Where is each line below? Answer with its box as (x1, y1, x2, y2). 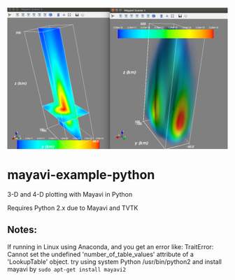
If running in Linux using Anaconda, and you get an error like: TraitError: (7, 242, 214, 251)
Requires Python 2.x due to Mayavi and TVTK (7, 204, 138, 212)
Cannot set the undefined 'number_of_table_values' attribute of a (7, 250, 194, 258)
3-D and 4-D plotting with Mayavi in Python (7, 190, 133, 198)
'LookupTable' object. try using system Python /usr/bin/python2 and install (7, 257, 222, 266)
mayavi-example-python (7, 167, 155, 183)
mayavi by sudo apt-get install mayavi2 (7, 265, 127, 273)
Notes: (7, 224, 37, 236)
